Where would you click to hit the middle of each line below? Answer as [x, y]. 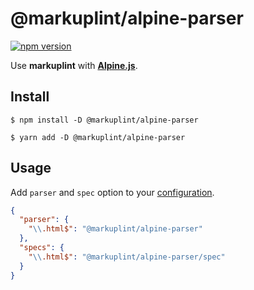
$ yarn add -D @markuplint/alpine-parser [98, 137]
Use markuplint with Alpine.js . [74, 65]
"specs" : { [42, 248]
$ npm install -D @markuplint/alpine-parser [104, 120]
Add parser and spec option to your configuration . [112, 192]
